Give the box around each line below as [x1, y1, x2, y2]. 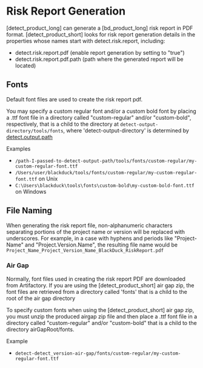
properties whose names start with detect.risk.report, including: [6, 37, 165, 44]
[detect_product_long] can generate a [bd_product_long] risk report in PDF [6, 24, 193, 32]
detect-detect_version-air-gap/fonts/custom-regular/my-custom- [15, 350, 181, 356]
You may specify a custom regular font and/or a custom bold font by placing [6, 107, 197, 115]
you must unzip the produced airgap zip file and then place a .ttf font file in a [6, 313, 198, 320]
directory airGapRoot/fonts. [6, 325, 75, 333]
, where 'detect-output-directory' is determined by [63, 126, 190, 134]
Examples [6, 145, 31, 152]
